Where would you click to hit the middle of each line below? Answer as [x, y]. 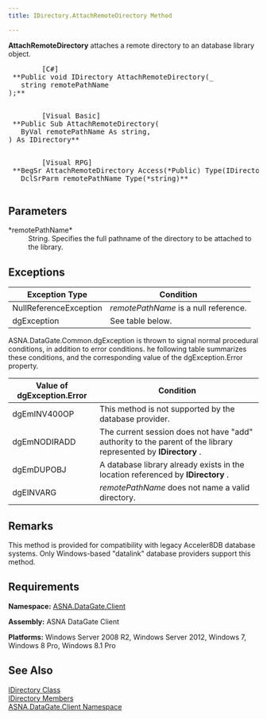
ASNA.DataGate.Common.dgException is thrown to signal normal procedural [133, 341]
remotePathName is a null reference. [178, 308]
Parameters [38, 211]
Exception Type [57, 295]
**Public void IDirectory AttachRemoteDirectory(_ [113, 77]
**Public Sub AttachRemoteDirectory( [86, 123]
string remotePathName [65, 85]
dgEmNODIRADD [44, 442]
